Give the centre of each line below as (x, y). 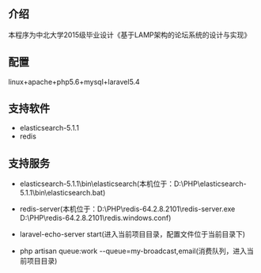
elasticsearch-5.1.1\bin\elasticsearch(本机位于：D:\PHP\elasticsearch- (133, 184)
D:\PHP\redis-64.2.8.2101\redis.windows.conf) (95, 218)
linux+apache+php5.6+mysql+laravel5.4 (74, 82)
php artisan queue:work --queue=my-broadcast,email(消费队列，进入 (133, 251)
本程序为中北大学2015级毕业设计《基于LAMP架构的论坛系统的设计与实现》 (130, 35)
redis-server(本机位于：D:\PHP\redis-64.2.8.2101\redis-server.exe (127, 209)
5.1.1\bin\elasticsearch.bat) (62, 193)
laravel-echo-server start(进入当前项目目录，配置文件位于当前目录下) (132, 234)
